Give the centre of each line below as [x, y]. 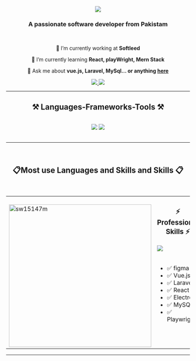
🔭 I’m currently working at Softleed [98, 48]
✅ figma [178, 268]
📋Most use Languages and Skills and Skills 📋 [98, 170]
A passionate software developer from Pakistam [98, 25]
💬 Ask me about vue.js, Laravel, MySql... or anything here [98, 71]
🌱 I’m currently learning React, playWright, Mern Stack [98, 60]
